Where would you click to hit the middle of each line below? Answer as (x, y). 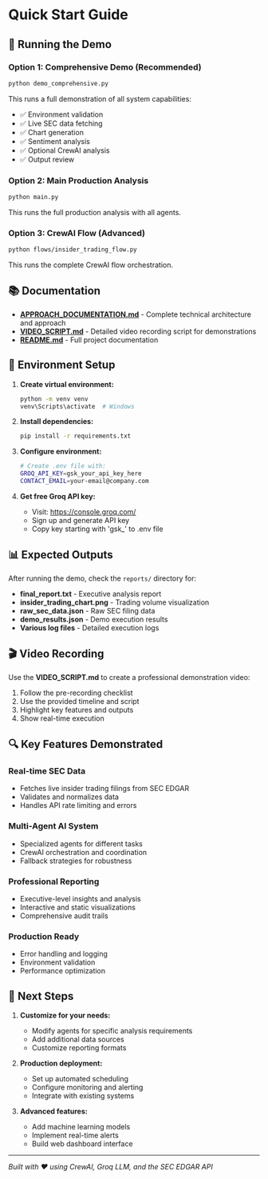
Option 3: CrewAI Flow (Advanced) (77, 233)
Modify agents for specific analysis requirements (112, 1030)
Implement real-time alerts (75, 1135)
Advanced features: (53, 1111)
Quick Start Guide (69, 15)
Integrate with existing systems (83, 1095)
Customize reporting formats (79, 1047)
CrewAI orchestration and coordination (83, 852)
